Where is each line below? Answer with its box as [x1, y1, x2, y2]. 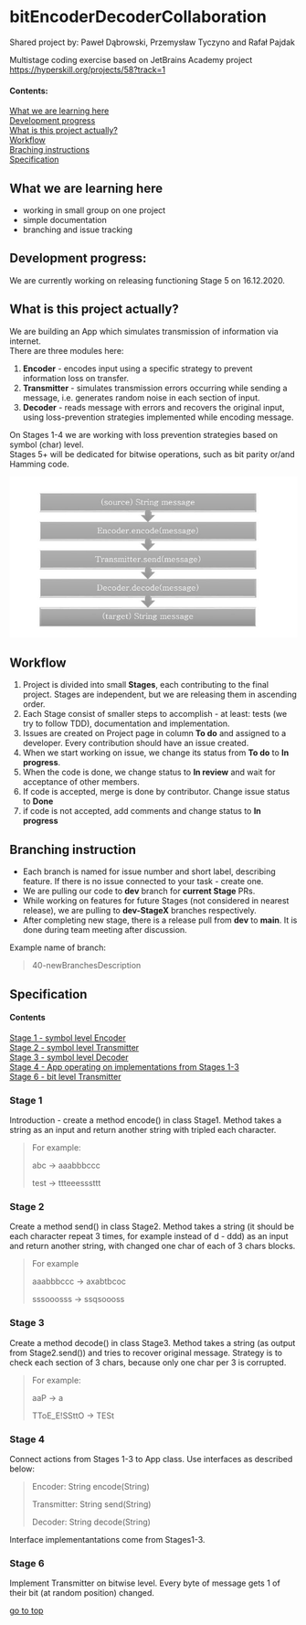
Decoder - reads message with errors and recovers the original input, [22, 401, 285, 412]
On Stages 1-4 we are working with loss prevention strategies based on [9, 429, 279, 440]
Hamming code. [9, 458, 70, 469]
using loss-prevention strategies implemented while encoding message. [22, 412, 294, 422]
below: [9, 1463, 35, 1474]
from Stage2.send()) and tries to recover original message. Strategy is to [9, 1347, 283, 1358]
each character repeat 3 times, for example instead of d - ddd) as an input [9, 1231, 289, 1242]
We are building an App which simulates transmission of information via [9, 326, 279, 337]
